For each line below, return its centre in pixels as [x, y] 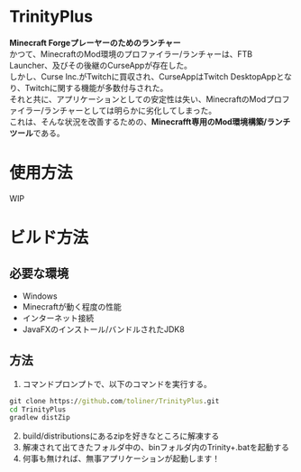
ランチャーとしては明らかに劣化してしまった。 [130, 110]
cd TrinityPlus [38, 409]
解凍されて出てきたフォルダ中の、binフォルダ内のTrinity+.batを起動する [156, 448]
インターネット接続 [58, 318]
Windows [40, 296]
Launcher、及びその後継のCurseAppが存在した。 [100, 65]
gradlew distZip [40, 418]
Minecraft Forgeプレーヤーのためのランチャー [96, 42]
